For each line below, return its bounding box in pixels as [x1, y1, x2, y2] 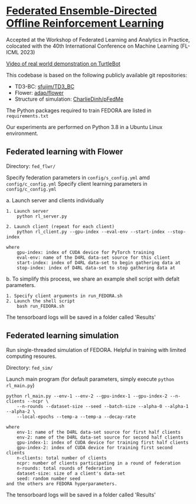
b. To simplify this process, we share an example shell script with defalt [6, 275, 180, 282]
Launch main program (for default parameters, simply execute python [6, 375, 174, 383]
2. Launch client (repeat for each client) [6, 223, 115, 229]
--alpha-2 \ [6, 409, 35, 414]
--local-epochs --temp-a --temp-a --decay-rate [17, 414, 136, 420]
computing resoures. [6, 353, 57, 360]
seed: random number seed [17, 476, 81, 482]
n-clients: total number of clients [17, 455, 107, 461]
